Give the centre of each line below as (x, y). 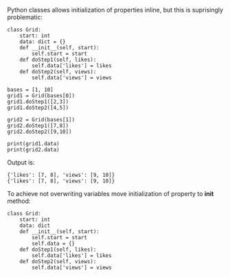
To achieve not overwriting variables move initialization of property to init (111, 194)
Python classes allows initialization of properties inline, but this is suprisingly (115, 10)
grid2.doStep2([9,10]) (39, 132)
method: (19, 201)
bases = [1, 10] (30, 90)
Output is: (21, 162)
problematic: (25, 17)
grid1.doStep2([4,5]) (38, 108)
